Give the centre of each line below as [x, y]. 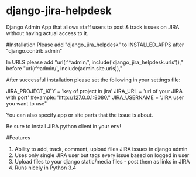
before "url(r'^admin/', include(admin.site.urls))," [64, 68]
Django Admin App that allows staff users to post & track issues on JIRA [93, 27]
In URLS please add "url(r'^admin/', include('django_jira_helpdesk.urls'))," [94, 62]
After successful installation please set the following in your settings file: [93, 80]
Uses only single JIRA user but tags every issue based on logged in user [102, 155]
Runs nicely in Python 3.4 [45, 168]
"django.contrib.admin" [34, 50]
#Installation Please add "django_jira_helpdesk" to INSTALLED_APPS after [95, 45]
